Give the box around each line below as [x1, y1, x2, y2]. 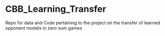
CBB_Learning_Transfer [5, 3, 107, 15]
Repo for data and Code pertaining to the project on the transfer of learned [5, 20, 160, 26]
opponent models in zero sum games [5, 25, 82, 31]
